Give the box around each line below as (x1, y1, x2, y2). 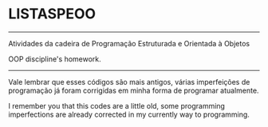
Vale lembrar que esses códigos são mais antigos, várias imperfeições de (8, 77, 250, 86)
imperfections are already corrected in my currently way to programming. (8, 109, 250, 119)
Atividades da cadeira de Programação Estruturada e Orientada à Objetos (8, 38, 250, 48)
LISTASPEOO (8, 5, 97, 23)
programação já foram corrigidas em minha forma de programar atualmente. (8, 85, 259, 95)
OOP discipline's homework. (8, 54, 101, 64)
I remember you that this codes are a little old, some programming (8, 101, 226, 110)
